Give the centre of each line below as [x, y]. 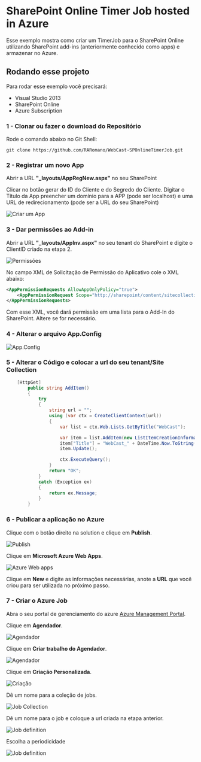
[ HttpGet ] [29, 382]
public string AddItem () [59, 388]
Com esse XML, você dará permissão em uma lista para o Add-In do [90, 312]
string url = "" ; [71, 410]
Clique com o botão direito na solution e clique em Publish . [79, 532]
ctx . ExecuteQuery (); [85, 460]
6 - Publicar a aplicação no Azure [55, 520]
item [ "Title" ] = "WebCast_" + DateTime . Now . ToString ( [128, 443]
